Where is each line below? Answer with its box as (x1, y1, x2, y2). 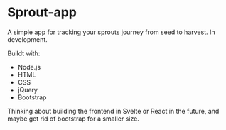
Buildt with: (7, 49, 41, 58)
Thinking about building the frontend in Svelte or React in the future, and (7, 107, 220, 115)
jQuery (17, 85, 38, 94)
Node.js (17, 63, 41, 71)
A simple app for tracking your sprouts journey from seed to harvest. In (7, 28, 215, 36)
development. (7, 35, 48, 43)
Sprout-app (7, 4, 77, 21)
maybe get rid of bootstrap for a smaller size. (7, 114, 140, 123)
